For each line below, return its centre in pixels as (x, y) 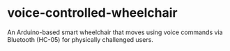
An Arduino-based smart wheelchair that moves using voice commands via (115, 32)
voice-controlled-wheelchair (92, 13)
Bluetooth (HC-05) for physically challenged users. (80, 39)
